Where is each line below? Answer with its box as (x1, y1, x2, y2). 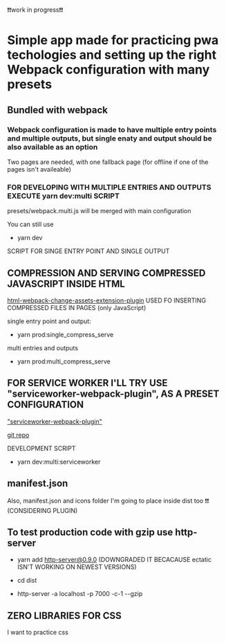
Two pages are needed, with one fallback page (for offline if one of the (7, 158, 209, 166)
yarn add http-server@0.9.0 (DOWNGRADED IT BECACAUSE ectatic (17, 556, 212, 564)
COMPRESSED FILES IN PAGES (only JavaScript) (7, 303, 147, 311)
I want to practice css (7, 628, 69, 637)
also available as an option (7, 142, 98, 152)
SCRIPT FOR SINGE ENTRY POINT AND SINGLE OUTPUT (7, 247, 170, 255)
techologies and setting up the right (7, 47, 216, 63)
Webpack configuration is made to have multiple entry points (7, 125, 217, 134)
